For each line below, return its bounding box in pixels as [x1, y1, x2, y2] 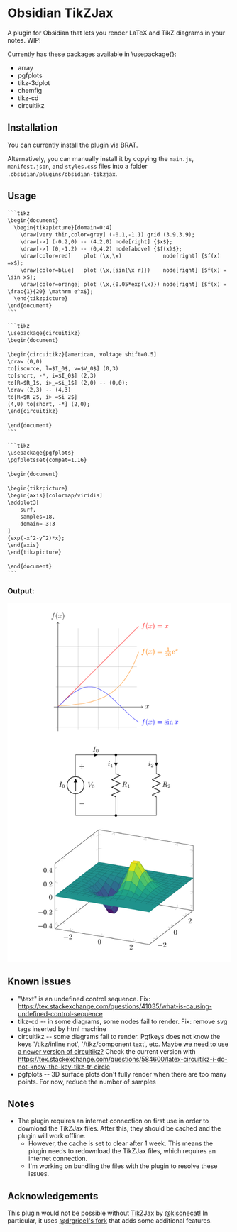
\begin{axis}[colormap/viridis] [7, 492, 103, 499]
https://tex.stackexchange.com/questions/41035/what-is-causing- [17, 1002, 213, 1011]
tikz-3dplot [17, 78, 50, 87]
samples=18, [20, 513, 55, 520]
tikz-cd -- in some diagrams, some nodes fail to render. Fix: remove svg [17, 1017, 228, 1025]
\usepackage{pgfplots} [7, 449, 75, 456]
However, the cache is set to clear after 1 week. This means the [28, 1139, 214, 1148]
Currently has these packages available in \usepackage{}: [7, 50, 177, 58]
